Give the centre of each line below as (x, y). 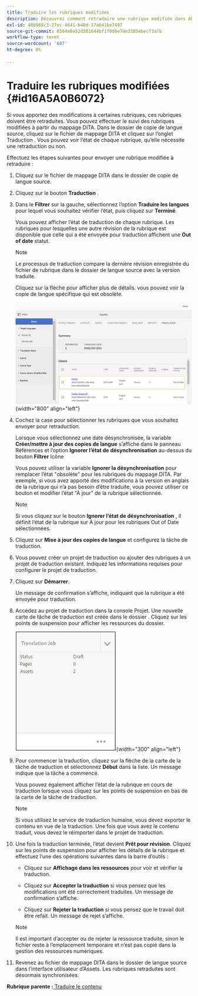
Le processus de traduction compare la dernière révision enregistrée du (102, 264)
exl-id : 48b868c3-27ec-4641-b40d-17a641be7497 (65, 25)
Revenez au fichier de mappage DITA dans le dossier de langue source (101, 963)
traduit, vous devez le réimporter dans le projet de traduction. (89, 833)
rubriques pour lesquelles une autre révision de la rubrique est (90, 228)
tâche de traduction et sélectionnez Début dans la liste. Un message (98, 767)
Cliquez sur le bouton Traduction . (57, 193)
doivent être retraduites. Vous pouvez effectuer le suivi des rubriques (91, 121)
